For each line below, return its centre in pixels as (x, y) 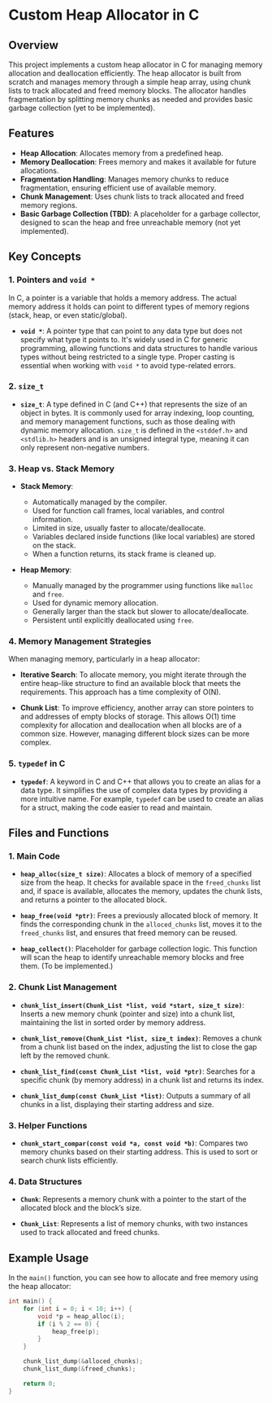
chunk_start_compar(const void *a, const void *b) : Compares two (134, 1143)
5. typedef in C (37, 763)
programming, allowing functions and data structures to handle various (139, 348)
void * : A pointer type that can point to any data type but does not (131, 331)
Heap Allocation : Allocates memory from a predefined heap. (122, 153)
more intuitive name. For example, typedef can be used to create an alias (142, 798)
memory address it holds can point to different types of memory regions (129, 306)
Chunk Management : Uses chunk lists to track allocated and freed (132, 196)
